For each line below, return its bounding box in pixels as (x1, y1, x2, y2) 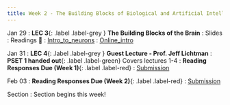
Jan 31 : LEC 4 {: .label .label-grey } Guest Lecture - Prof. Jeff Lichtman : (7, 49, 212, 57)
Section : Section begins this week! (7, 90, 106, 98)
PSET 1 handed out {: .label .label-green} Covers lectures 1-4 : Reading (7, 56, 207, 65)
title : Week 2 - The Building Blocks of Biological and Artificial (7, 10, 204, 17)
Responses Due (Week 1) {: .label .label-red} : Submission (7, 63, 170, 72)
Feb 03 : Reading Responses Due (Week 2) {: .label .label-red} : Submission (7, 76, 221, 85)
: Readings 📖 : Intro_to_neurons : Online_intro (7, 35, 133, 44)
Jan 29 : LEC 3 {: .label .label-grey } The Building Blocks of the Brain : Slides (7, 29, 222, 37)
